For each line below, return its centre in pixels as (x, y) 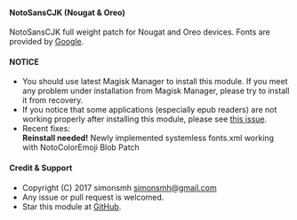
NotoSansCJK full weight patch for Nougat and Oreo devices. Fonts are (140, 32)
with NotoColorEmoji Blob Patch (80, 147)
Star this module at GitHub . (72, 206)
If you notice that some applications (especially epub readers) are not (149, 110)
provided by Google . (47, 42)
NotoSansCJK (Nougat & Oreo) (68, 12)
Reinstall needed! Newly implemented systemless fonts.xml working (148, 138)
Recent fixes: (46, 129)
